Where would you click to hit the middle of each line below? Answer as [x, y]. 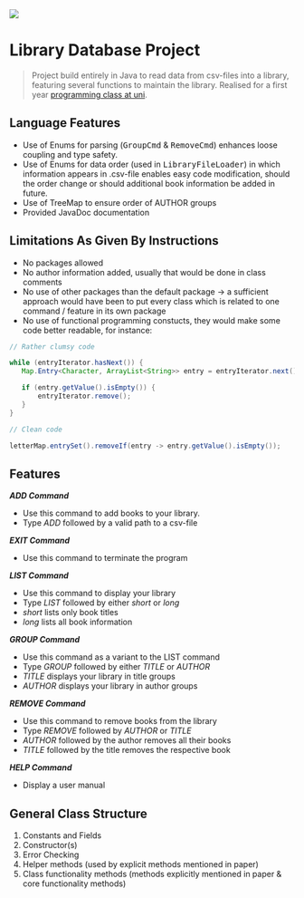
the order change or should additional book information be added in [149, 183]
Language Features [65, 123]
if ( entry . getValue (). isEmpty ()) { [88, 388]
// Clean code [36, 430]
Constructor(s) [50, 845]
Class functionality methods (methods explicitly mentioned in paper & [152, 874]
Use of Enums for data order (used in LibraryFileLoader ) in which [151, 164]
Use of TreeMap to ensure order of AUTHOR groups [119, 202]
